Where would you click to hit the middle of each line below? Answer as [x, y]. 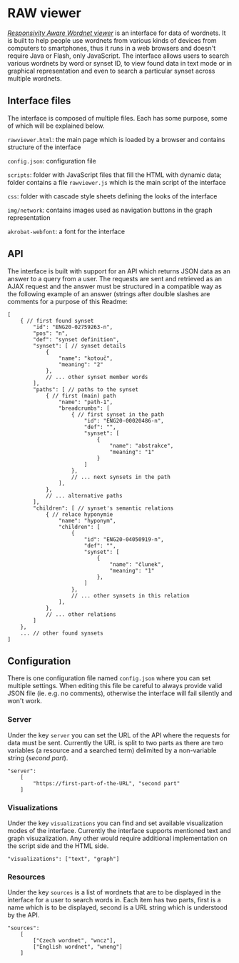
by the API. [24, 915]
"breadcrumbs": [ [84, 408]
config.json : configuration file [52, 161]
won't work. [25, 701]
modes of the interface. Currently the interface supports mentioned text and [119, 830]
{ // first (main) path [81, 395]
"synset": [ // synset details [80, 346]
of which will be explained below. [56, 126]
